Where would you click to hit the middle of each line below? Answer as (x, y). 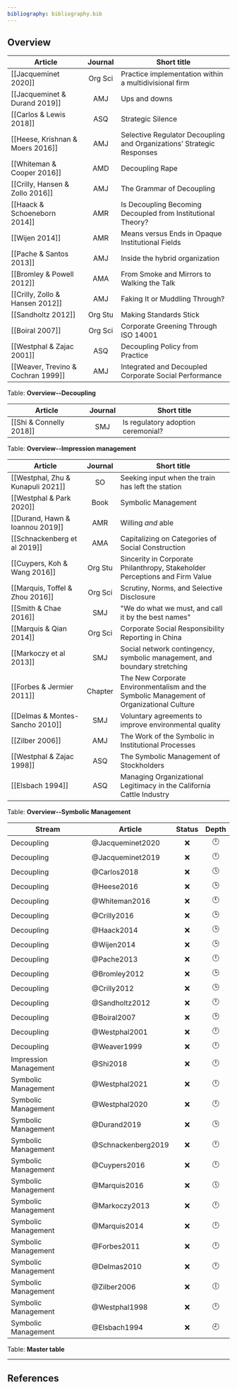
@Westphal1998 (120, 1307)
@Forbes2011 (116, 1247)
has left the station (151, 487)
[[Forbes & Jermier (42, 687)
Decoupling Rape (149, 169)
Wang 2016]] (34, 572)
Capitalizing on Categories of (169, 539)
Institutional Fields (151, 243)
